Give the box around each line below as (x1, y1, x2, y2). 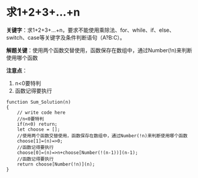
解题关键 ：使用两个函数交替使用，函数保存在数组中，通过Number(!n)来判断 (6, 46, 193, 54)
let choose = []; (17, 126, 61, 132)
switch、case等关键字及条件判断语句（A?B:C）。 (6, 34, 125, 41)
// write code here (17, 109, 66, 116)
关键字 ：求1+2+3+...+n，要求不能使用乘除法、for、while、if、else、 (6, 26, 175, 34)
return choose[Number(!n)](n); (17, 161, 95, 167)
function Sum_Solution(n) (6, 99, 71, 105)
